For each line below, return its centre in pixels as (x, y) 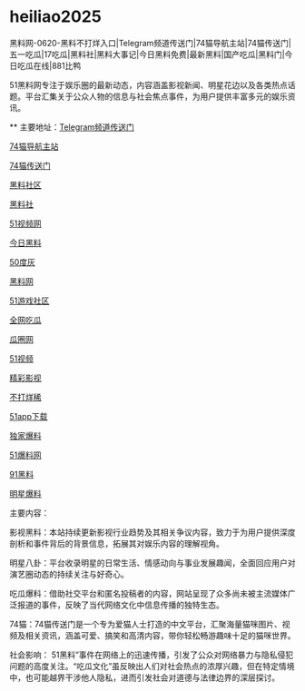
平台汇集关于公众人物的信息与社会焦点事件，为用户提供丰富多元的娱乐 (156, 96)
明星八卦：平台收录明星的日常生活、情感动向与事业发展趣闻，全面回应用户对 (152, 563)
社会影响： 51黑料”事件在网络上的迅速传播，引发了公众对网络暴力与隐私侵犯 (152, 655)
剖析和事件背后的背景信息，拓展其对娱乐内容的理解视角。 (117, 543)
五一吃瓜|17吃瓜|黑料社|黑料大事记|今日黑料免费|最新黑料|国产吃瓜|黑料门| (147, 54)
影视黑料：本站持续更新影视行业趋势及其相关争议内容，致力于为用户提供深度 (152, 532)
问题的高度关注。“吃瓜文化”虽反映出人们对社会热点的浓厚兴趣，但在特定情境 (152, 666)
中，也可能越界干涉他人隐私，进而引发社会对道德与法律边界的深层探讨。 (144, 677)
